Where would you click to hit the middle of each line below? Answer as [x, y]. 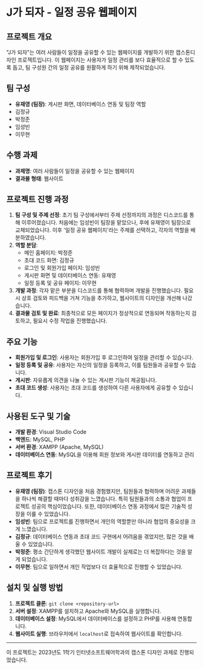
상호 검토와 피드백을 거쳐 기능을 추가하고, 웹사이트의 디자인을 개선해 [101, 298]
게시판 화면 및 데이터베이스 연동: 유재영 [70, 275]
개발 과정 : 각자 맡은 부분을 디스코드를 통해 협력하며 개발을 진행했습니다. [98, 290]
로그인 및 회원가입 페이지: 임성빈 [62, 268]
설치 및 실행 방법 [35, 588]
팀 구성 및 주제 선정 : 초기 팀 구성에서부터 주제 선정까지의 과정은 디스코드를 [101, 215]
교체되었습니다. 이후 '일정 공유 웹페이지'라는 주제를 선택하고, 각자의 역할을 [102, 230]
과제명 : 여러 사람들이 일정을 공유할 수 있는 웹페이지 [75, 171]
